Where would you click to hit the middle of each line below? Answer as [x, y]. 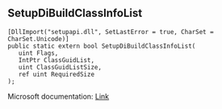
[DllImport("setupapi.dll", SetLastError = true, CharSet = [111, 31]
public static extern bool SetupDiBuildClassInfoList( [102, 46]
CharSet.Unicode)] [38, 39]
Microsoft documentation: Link [59, 96]
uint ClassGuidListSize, [60, 67]
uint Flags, [38, 53]
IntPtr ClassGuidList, [56, 60]
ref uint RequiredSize [56, 74]
